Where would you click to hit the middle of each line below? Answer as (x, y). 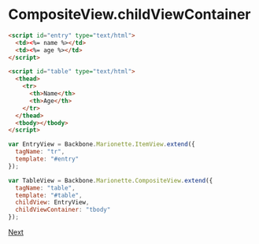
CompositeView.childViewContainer (129, 15)
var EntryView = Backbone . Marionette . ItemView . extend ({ (102, 144)
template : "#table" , (49, 195)
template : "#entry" (47, 159)
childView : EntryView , (52, 202)
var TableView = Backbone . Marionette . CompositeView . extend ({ (111, 180)
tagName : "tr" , (40, 152)
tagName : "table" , (46, 188)
